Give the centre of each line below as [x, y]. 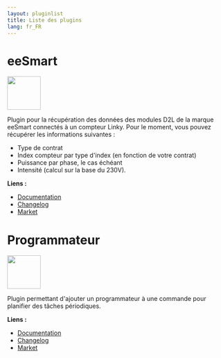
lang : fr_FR [24, 26]
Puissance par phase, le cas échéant [70, 163]
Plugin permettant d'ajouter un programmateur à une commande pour [107, 299]
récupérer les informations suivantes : [61, 135]
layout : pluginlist [35, 14]
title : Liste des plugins [44, 20]
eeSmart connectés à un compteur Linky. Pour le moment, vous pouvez [109, 127]
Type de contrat [40, 148]
